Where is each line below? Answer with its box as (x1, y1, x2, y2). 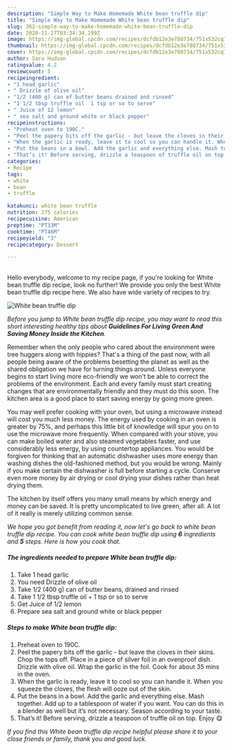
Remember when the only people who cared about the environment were (7, 343, 215, 351)
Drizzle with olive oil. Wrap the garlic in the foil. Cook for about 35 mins (17, 663, 220, 671)
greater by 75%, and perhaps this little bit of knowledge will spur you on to (7, 422, 220, 431)
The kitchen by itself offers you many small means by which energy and (7, 495, 212, 503)
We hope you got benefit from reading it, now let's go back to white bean (7, 523, 216, 531)
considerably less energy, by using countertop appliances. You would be (7, 444, 214, 453)
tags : (7, 171, 23, 178)
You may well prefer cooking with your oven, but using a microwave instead (7, 408, 222, 416)
